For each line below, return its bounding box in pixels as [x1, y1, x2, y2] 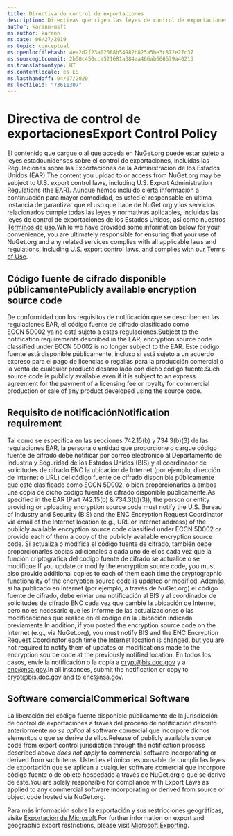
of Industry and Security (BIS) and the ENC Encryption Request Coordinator [7, 510, 223, 518]
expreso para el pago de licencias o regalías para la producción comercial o [7, 357, 224, 365]
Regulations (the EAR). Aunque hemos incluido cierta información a [7, 186, 200, 195]
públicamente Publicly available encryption [7, 283, 197, 296]
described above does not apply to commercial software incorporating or [7, 748, 217, 757]
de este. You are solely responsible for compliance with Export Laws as [7, 778, 209, 786]
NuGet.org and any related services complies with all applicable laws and [7, 238, 217, 246]
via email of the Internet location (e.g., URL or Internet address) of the [7, 517, 207, 526]
